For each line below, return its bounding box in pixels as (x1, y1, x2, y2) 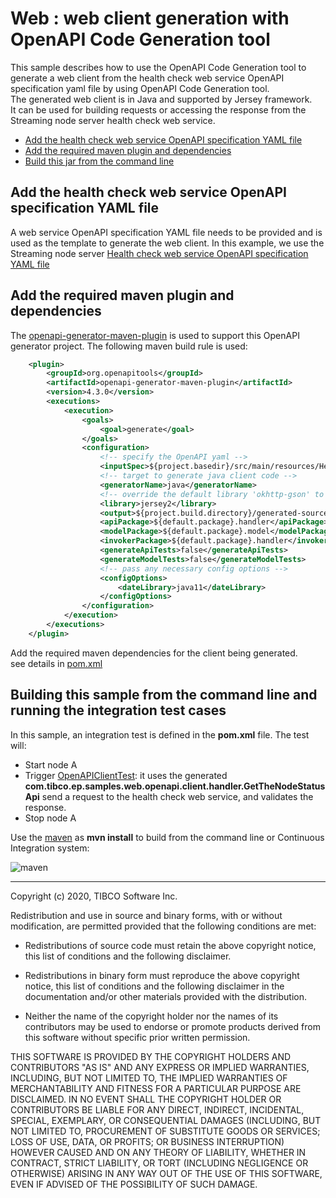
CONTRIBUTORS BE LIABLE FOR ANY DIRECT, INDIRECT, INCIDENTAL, (10, 1103, 305, 1116)
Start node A (24, 758, 78, 771)
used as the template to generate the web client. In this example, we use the (10, 237, 325, 249)
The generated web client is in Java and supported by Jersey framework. (10, 93, 313, 105)
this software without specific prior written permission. (24, 1031, 251, 1043)
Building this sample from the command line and (10, 687, 318, 704)
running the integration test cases (10, 702, 227, 719)
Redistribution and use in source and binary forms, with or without (10, 909, 283, 921)
